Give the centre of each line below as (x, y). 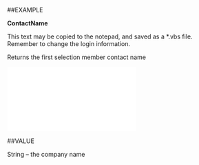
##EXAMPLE (25, 10)
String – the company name (46, 154)
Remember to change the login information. (69, 44)
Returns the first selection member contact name (77, 57)
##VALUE (21, 141)
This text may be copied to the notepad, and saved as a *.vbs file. (100, 36)
